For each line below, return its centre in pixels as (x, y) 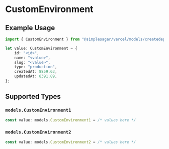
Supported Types (33, 97)
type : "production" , (36, 67)
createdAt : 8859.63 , (36, 72)
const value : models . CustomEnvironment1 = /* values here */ (71, 120)
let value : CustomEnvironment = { (41, 48)
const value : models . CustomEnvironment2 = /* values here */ (71, 142)
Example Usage (30, 28)
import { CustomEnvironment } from (43, 39)
